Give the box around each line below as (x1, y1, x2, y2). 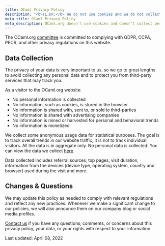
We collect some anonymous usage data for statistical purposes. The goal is (5, 132, 160, 138)
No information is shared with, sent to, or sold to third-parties (12, 107, 137, 113)
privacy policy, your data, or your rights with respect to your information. (5, 225, 152, 231)
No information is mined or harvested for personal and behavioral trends (12, 118, 159, 123)
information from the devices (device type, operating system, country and (5, 163, 155, 169)
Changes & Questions (5, 182, 73, 190)
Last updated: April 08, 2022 (5, 235, 63, 241)
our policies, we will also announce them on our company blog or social (5, 205, 150, 212)
